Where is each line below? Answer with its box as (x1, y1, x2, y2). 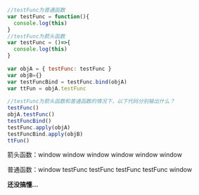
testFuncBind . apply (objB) (7, 130, 83, 137)
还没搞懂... (7, 180, 39, 189)
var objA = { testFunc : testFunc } (7, 65, 112, 72)
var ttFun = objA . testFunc (7, 85, 86, 92)
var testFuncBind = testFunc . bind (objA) (7, 78, 128, 86)
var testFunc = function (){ (7, 13, 90, 20)
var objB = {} (7, 72, 42, 79)
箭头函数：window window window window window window (7, 151, 183, 159)
